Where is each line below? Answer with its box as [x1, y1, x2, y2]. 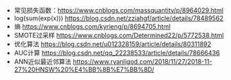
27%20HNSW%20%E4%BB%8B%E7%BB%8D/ [13, 65, 155, 74]
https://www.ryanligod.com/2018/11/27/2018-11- [73, 58, 213, 65]
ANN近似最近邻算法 [13, 58, 72, 65]
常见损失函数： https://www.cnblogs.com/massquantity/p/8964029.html [13, 6, 224, 14]
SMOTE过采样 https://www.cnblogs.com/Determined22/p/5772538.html [13, 31, 224, 39]
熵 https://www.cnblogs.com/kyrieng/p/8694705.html [13, 22, 171, 30]
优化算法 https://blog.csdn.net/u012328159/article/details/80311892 [13, 40, 212, 48]
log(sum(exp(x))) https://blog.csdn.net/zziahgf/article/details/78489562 [13, 14, 224, 22]
